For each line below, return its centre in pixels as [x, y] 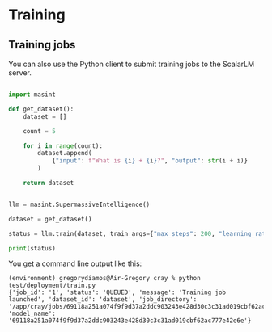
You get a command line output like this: [75, 263]
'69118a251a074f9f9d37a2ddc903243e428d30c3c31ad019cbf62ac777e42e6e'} [130, 321]
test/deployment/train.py [52, 286]
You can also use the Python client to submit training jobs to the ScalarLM [132, 64]
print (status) [32, 248]
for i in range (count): [63, 146]
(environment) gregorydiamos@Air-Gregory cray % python [104, 279]
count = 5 [40, 131]
